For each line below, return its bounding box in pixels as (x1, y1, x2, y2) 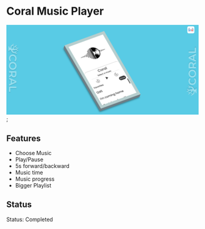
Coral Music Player (6, 4, 104, 18)
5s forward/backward (15, 162, 70, 170)
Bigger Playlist (15, 182, 52, 189)
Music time (15, 169, 43, 176)
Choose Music (15, 150, 52, 157)
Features (6, 133, 41, 144)
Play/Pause (15, 156, 44, 163)
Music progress (15, 175, 55, 183)
